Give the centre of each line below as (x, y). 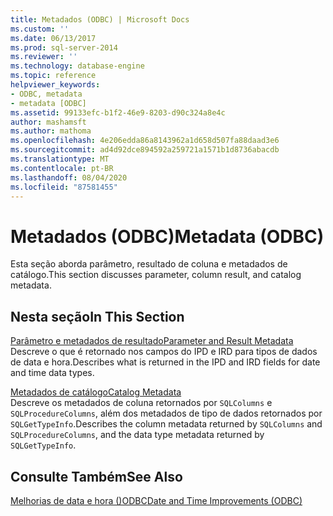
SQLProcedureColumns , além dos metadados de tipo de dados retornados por (166, 413)
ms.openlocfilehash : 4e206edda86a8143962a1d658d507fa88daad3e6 (145, 141)
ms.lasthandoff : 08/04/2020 (69, 177)
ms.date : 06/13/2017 (53, 38)
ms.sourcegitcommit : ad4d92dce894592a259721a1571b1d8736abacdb (145, 150)
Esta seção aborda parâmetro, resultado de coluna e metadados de (149, 264)
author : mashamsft (48, 122)
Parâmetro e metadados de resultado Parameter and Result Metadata (152, 341)
